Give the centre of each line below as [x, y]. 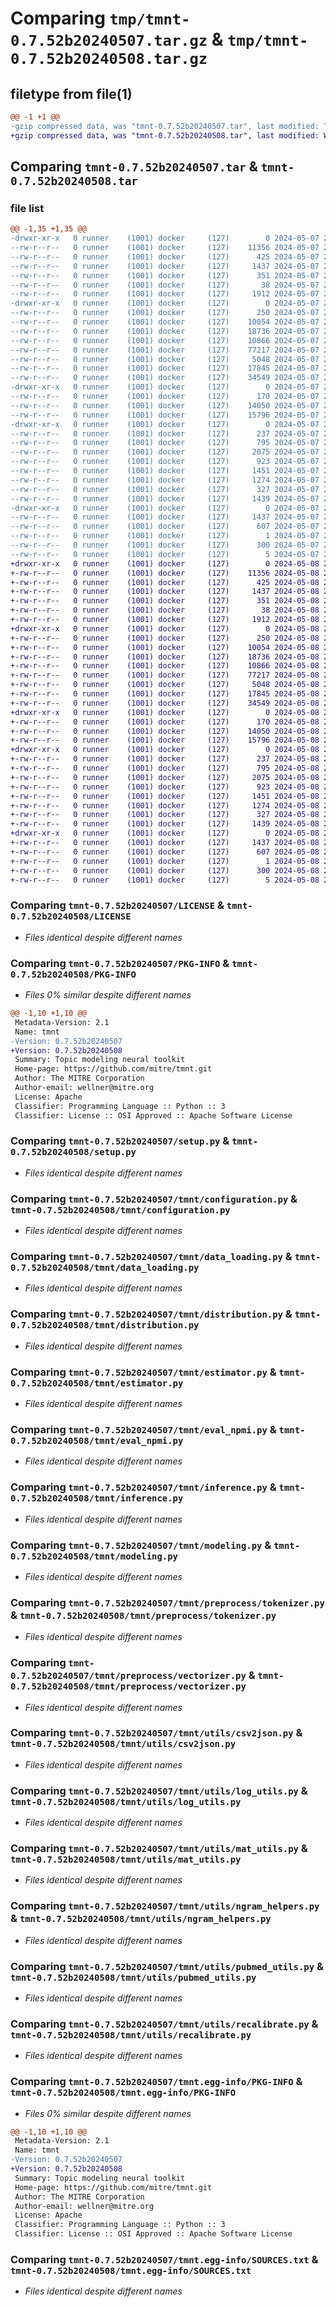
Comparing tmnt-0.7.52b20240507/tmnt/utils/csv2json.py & [156, 1733]
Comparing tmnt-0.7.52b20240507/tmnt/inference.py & [143, 1487]
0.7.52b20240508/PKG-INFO [73, 974]
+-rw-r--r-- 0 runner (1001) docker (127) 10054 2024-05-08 [165, 647]
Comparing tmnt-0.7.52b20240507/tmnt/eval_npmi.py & [143, 1429]
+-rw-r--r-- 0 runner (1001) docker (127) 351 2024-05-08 [165, 601]
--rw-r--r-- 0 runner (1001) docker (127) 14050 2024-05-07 [165, 405]
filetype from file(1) [71, 93]
